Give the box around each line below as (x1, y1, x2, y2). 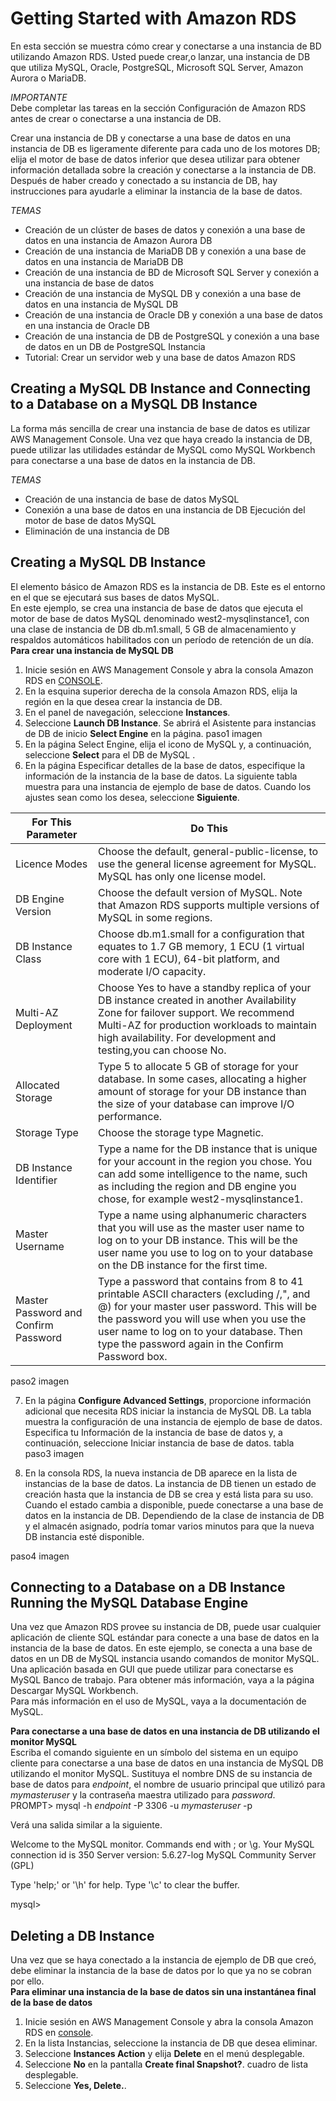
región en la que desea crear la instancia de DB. (24, 695, 223, 707)
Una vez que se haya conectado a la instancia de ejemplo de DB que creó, (10, 1954, 317, 1966)
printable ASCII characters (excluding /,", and (98, 1287, 311, 1301)
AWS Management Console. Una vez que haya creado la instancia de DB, (10, 433, 313, 445)
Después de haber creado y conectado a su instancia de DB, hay (10, 174, 278, 186)
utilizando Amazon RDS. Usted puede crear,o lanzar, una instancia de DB (10, 50, 311, 62)
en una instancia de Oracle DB (24, 319, 150, 331)
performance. (98, 1109, 163, 1123)
